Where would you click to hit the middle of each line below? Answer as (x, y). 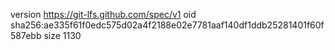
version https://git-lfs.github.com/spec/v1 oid (103, 14)
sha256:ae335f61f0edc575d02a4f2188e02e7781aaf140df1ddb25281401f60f (167, 25)
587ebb (26, 35)
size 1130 (62, 35)
